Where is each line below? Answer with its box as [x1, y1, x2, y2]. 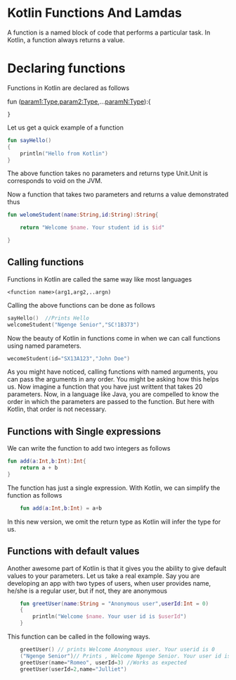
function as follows [7, 491, 63, 499]
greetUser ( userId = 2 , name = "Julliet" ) [20, 665, 128, 673]
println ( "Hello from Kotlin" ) [20, 150, 109, 157]
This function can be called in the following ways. [7, 632, 151, 641]
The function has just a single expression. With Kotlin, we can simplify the [7, 484, 221, 492]
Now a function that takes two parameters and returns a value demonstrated [7, 190, 229, 199]
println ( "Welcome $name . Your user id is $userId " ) [32, 613, 188, 620]
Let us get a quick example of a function [7, 123, 124, 132]
